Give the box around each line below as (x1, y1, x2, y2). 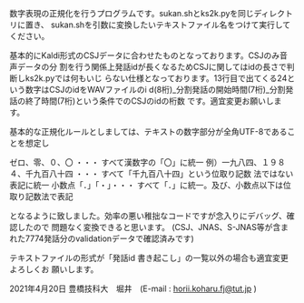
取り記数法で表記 (9, 191, 74, 202)
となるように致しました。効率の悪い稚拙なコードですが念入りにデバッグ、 (9, 210, 288, 221)
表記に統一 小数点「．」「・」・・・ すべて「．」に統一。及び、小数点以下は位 (9, 180, 292, 190)
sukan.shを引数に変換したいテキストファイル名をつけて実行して (50, 19, 291, 30)
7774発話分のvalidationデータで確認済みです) (25, 233, 195, 244)
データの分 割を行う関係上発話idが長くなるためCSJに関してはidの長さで (16, 62, 288, 72)
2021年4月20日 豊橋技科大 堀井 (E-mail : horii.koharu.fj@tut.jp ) (9, 283, 257, 294)
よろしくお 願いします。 (9, 264, 99, 275)
